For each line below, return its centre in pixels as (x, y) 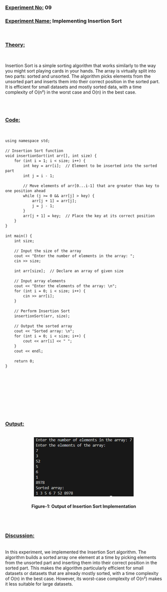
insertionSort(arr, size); (42, 316)
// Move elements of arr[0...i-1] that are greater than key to (91, 186)
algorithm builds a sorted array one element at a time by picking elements (81, 557)
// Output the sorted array (43, 326)
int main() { (19, 236)
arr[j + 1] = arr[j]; (54, 201)
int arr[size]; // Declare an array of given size (69, 271)
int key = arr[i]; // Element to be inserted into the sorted (90, 166)
